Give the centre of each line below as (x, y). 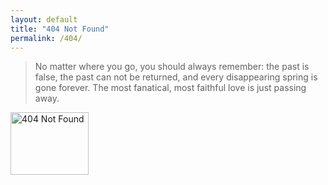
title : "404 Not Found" (60, 29)
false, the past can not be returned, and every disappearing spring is (176, 77)
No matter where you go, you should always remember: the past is (172, 67)
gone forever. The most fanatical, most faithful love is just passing (170, 88)
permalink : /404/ (46, 38)
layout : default (44, 19)
